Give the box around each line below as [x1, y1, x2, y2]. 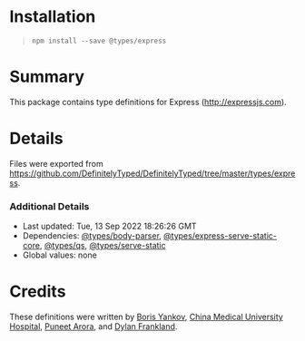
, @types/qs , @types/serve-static [39, 240, 166, 251]
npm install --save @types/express [31, 36, 167, 45]
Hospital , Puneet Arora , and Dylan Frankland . [9, 321, 178, 332]
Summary [9, 66, 84, 87]
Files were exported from [9, 158, 103, 169]
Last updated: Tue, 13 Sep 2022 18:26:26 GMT [22, 220, 197, 232]
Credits [9, 281, 66, 302]
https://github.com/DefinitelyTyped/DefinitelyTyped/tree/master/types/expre [9, 168, 296, 179]
